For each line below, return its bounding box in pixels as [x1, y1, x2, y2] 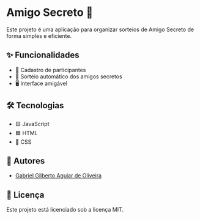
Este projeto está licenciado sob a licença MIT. [6, 206, 124, 213]
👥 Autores [6, 155, 45, 166]
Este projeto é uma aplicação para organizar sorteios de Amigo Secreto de [6, 26, 194, 33]
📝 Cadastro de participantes [15, 66, 86, 73]
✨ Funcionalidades [6, 50, 80, 61]
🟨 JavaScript [15, 120, 50, 127]
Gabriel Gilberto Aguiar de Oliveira [15, 172, 102, 179]
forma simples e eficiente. [6, 32, 72, 39]
